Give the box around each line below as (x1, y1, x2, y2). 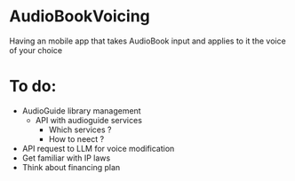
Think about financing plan (21, 161, 121, 172)
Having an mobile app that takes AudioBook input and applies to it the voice (9, 35, 286, 46)
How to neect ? (48, 133, 105, 144)
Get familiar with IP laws (21, 153, 111, 163)
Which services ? (48, 124, 113, 135)
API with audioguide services (35, 114, 142, 125)
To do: (9, 76, 57, 97)
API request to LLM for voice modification (21, 143, 175, 153)
